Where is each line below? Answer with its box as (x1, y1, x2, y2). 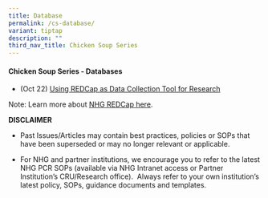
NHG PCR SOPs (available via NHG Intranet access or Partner (19, 164, 224, 173)
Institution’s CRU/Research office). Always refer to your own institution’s (19, 172, 259, 181)
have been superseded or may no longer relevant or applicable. (19, 139, 230, 149)
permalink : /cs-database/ (8, 19, 95, 27)
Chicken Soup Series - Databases (8, 66, 123, 76)
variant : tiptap (8, 26, 63, 34)
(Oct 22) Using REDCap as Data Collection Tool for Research (19, 84, 221, 94)
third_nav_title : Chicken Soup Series (8, 42, 138, 50)
